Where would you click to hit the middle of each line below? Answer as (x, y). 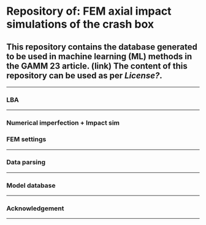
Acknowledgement (35, 208)
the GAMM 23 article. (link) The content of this (97, 66)
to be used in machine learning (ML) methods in (99, 56)
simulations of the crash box (80, 24)
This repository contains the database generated (102, 47)
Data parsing (26, 162)
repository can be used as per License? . (84, 76)
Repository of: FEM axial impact (89, 11)
